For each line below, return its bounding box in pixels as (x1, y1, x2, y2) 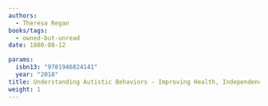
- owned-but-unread (15, 33, 81, 42)
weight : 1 (8, 85, 41, 93)
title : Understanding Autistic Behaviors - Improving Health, (8, 77, 219, 86)
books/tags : (8, 26, 48, 34)
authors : (8, 11, 37, 20)
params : (8, 56, 34, 64)
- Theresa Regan (15, 19, 69, 27)
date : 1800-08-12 (8, 41, 66, 49)
